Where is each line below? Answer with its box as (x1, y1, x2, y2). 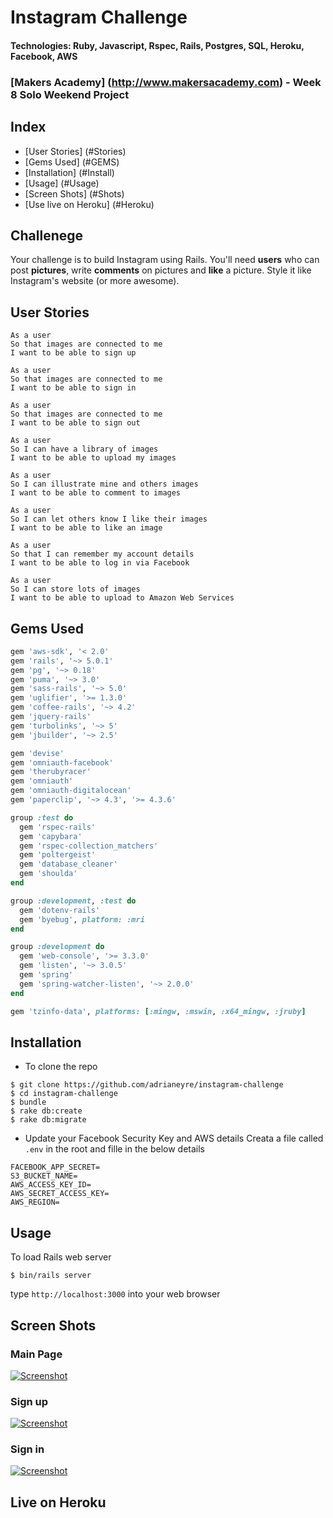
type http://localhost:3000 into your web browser (10, 1288, 221, 1300)
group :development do (10, 942, 105, 952)
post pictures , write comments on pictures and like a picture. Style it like (10, 264, 312, 276)
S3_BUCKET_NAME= (10, 1171, 78, 1181)
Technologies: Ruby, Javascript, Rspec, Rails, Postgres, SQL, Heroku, (10, 39, 305, 51)
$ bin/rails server (10, 1271, 92, 1281)
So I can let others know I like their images (10, 514, 208, 525)
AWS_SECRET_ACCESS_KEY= (10, 1189, 110, 1199)
